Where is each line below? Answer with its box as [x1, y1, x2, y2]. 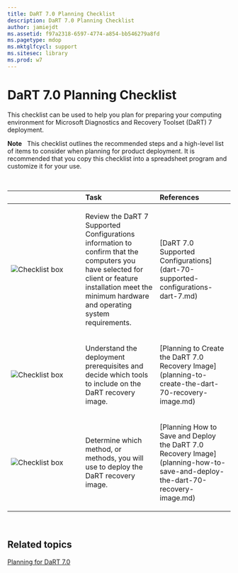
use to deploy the [85, 462, 143, 472]
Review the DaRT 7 [85, 211, 149, 221]
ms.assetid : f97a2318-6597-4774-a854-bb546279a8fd [7, 30, 160, 38]
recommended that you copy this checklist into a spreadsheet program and [7, 154, 227, 163]
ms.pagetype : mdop [7, 37, 62, 44]
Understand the [85, 343, 137, 353]
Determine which [85, 435, 142, 445]
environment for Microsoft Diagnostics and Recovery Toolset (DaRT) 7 [7, 118, 212, 126]
